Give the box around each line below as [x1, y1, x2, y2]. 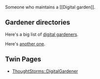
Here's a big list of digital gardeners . [5, 31, 78, 37]
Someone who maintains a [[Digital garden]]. [5, 4, 96, 10]
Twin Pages [5, 55, 42, 63]
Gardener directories [5, 18, 70, 26]
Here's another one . [5, 41, 46, 47]
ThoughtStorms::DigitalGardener [12, 68, 78, 74]
